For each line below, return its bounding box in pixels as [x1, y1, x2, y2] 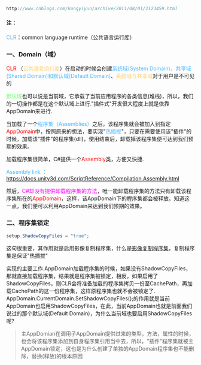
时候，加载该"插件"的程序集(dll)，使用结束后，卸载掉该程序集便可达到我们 [6, 135, 188, 143]
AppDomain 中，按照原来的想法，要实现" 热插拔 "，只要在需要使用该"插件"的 [6, 128, 192, 135]
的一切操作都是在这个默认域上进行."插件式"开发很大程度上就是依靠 [6, 100, 169, 107]
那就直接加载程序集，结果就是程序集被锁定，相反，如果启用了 [6, 272, 159, 279]
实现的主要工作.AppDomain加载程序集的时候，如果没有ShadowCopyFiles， [6, 264, 191, 272]
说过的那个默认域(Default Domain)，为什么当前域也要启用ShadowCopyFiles [6, 309, 193, 317]
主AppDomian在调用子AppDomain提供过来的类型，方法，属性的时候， [20, 330, 194, 337]
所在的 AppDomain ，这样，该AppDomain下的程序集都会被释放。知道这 [16, 195, 190, 202]
